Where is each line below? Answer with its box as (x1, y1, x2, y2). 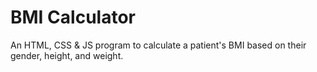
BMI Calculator (10, 6, 136, 29)
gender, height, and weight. (10, 49, 124, 61)
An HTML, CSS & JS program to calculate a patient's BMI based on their (10, 39, 307, 51)
